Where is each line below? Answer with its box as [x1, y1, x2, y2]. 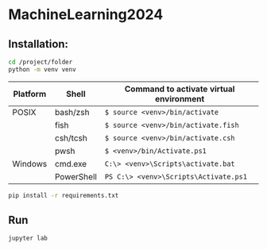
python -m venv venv [8, 65, 77, 73]
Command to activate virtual [124, 83, 235, 94]
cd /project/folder [8, 58, 73, 66]
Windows [12, 158, 48, 169]
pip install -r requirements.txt [8, 191, 119, 199]
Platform [13, 88, 47, 99]
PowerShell [54, 171, 98, 182]
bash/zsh [54, 106, 90, 117]
